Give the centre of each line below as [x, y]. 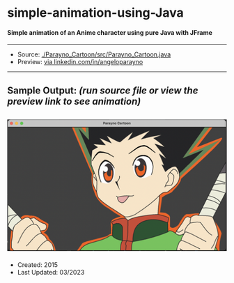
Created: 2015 [37, 265]
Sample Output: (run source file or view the [103, 90]
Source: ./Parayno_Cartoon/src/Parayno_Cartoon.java [94, 54]
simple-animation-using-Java [96, 13]
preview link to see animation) [74, 101]
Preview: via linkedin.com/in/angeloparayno [80, 62]
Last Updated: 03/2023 [51, 272]
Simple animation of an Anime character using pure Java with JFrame [110, 32]
